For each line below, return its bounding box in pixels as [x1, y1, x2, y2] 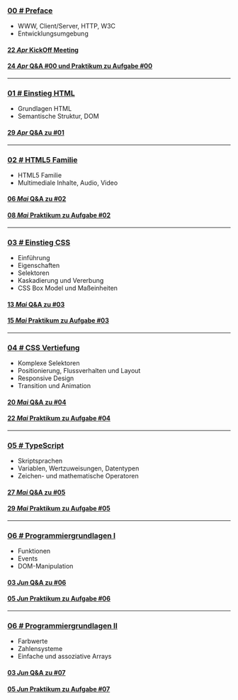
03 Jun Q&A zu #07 [7, 668, 66, 677]
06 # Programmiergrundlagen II [7, 620, 118, 630]
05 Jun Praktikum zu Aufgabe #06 [7, 594, 111, 603]
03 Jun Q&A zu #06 [7, 578, 67, 586]
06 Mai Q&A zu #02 [7, 195, 67, 203]
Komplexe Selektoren [17, 359, 80, 367]
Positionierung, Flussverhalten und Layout [17, 367, 141, 375]
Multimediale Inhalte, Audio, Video [17, 178, 118, 187]
